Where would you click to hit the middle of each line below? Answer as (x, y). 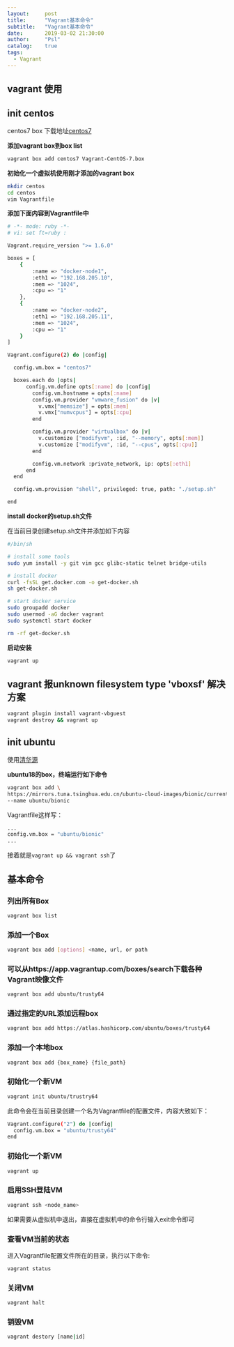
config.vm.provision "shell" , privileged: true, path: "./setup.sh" (115, 489)
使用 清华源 (23, 759)
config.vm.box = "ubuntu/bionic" (56, 835)
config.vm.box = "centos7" (53, 368)
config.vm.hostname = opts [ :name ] (82, 393)
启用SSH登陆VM (35, 1190)
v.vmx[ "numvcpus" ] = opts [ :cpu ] (85, 413)
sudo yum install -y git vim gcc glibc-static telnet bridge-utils (107, 563)
